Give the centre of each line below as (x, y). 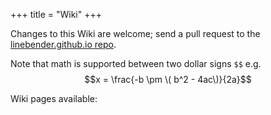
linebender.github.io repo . (63, 44)
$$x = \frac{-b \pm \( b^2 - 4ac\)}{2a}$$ (168, 79)
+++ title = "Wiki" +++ (56, 14)
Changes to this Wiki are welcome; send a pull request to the (135, 33)
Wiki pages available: (54, 98)
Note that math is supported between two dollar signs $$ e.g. (136, 63)
